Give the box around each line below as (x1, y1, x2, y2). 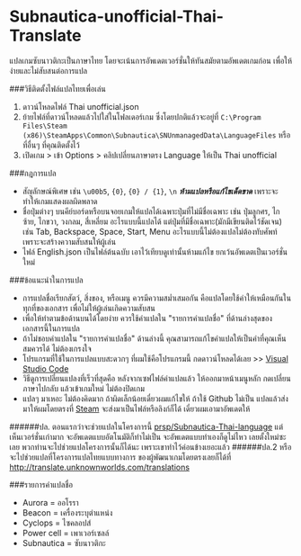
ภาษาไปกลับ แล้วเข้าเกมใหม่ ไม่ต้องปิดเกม (22, 382, 146, 393)
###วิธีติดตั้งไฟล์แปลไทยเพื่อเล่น (9, 83, 106, 94)
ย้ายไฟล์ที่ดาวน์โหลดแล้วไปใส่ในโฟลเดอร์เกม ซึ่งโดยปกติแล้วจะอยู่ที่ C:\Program (22, 111, 261, 122)
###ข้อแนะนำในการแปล (9, 274, 84, 285)
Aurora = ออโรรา (22, 497, 79, 507)
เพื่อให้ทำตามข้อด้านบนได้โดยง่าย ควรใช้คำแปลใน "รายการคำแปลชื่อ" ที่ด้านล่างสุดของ (22, 312, 272, 323)
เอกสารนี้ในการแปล (22, 322, 81, 334)
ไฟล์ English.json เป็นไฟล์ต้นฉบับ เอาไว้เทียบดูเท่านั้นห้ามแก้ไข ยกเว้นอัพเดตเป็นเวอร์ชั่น (22, 246, 288, 257)
